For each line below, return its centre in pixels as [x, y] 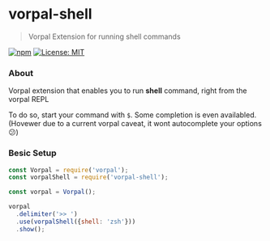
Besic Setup [32, 153]
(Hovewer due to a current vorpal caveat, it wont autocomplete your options [135, 124]
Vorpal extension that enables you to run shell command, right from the [128, 91]
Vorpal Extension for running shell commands [104, 36]
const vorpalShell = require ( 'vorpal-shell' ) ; [88, 178]
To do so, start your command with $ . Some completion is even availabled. [133, 115]
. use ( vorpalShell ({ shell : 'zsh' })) [76, 222]
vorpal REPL [29, 99]
